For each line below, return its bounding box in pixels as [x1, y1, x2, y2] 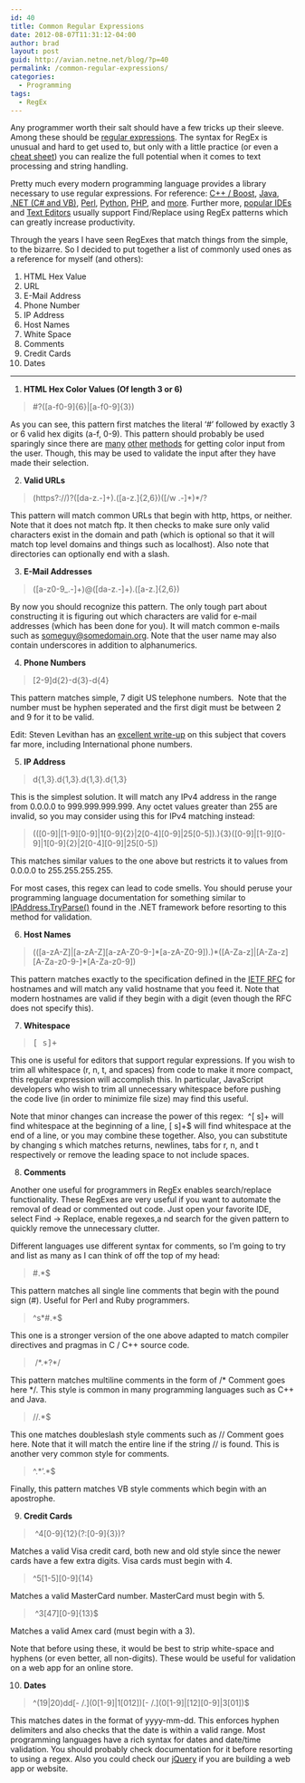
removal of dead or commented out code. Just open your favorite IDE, [10, 1204, 272, 1215]
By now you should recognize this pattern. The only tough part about [10, 602, 268, 612]
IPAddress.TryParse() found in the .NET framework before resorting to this [10, 902, 288, 913]
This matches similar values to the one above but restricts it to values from [10, 855, 289, 866]
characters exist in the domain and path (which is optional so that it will [10, 529, 275, 540]
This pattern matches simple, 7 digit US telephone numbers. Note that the [10, 692, 288, 703]
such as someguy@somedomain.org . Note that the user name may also [10, 631, 277, 641]
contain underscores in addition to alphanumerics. [10, 640, 198, 651]
